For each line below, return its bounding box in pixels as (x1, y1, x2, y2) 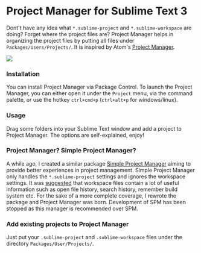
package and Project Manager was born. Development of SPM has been (6, 198, 186, 205)
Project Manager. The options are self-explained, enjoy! (6, 131, 145, 139)
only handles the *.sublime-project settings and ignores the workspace (6, 173, 186, 180)
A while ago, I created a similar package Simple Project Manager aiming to (6, 160, 191, 167)
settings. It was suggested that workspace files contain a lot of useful (6, 179, 179, 186)
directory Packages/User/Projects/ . (6, 240, 94, 248)
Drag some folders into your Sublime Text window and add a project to (6, 125, 182, 132)
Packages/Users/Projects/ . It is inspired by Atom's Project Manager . (6, 43, 175, 51)
